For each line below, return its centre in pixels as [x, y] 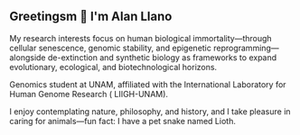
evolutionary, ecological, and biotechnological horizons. [113, 67]
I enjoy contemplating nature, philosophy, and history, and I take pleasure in [150, 111]
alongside [28, 57]
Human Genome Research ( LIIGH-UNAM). [89, 94]
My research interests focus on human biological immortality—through [141, 38]
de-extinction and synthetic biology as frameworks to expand [162, 57]
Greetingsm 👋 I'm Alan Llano [91, 17]
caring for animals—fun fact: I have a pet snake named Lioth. [123, 121]
